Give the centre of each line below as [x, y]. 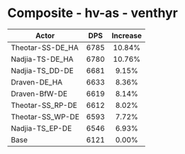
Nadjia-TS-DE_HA [42, 59]
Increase [127, 35]
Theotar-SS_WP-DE [45, 116]
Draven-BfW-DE [39, 94]
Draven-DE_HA [37, 82]
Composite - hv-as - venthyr [93, 13]
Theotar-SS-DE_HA [45, 48]
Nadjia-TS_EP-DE [41, 128]
